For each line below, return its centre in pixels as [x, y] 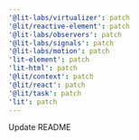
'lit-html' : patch [43, 69]
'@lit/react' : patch [47, 85]
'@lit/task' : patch [45, 93]
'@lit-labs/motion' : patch [59, 51]
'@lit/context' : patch [51, 77]
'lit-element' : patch [49, 60]
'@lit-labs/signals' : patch [61, 43]
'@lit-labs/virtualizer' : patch [69, 18]
